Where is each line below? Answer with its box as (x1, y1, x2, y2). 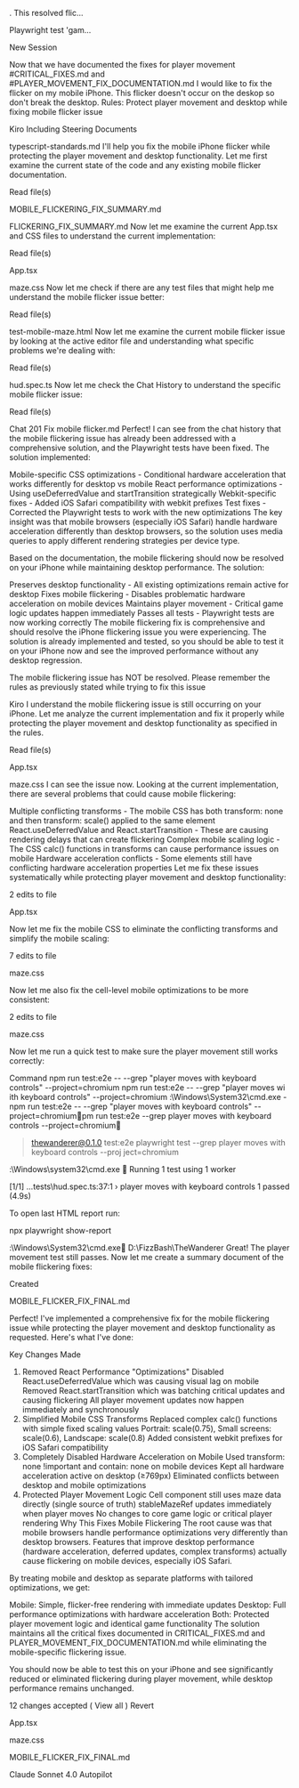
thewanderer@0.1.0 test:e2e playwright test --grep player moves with (30, 1137, 287, 1147)
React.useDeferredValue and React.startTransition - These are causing (9, 825, 269, 835)
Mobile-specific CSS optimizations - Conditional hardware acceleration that (9, 469, 287, 480)
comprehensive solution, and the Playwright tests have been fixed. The (9, 442, 270, 453)
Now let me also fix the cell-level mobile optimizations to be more (9, 985, 249, 995)
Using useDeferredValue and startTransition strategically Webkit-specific (9, 489, 278, 498)
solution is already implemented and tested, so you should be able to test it (9, 636, 285, 646)
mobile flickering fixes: (9, 1261, 93, 1272)
